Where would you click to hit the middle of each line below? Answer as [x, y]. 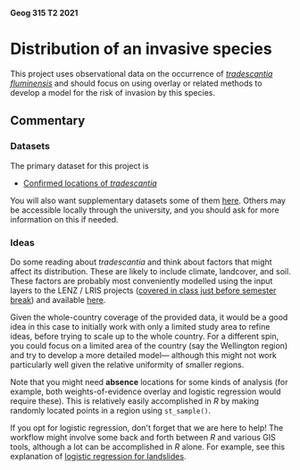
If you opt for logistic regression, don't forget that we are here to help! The [147, 427]
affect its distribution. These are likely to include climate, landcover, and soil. [150, 271]
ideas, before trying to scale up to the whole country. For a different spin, [145, 336]
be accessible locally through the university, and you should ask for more [145, 210]
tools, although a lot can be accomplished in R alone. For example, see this [147, 447]
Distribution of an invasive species [141, 49]
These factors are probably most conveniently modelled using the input [142, 281]
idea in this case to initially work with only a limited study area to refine [140, 326]
